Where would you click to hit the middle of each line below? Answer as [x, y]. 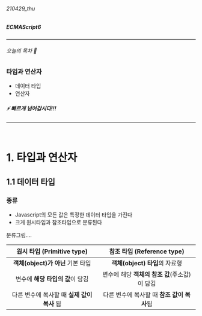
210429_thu [21, 8]
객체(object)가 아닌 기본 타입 [52, 263]
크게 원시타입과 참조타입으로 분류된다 [58, 222]
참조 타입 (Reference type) [147, 251]
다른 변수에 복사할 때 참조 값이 [143, 295]
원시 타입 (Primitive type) [52, 251]
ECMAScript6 [24, 27]
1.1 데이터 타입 [31, 182]
